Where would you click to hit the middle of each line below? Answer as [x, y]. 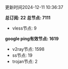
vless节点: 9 [24, 28]
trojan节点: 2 [25, 61]
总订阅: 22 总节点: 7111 [28, 18]
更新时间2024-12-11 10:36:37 [34, 7]
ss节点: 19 [22, 55]
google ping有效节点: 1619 [32, 39]
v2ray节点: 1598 [28, 49]
